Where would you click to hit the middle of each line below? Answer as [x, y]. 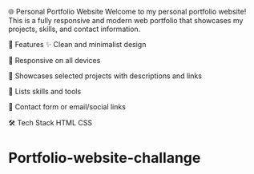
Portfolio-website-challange [105, 158]
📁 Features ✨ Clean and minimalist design [77, 44]
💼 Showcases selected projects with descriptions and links [105, 76]
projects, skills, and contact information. [75, 29]
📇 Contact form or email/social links [67, 107]
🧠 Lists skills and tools [45, 91]
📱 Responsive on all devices [54, 60]
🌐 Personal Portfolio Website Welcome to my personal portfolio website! [127, 12]
